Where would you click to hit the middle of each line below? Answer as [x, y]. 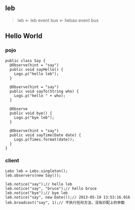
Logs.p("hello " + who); [40, 95]
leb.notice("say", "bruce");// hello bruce [51, 188]
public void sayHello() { [37, 69]
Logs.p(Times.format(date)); [44, 139]
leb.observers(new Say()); [33, 175]
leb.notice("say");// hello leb [39, 184]
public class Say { [25, 60]
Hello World [24, 36]
